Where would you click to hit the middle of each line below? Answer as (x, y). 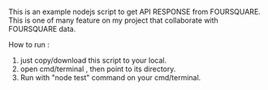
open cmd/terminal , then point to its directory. (98, 69)
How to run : (29, 45)
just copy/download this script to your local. (93, 60)
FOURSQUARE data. (42, 29)
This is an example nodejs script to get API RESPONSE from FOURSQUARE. (135, 12)
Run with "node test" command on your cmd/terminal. (110, 77)
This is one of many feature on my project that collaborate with (114, 20)
